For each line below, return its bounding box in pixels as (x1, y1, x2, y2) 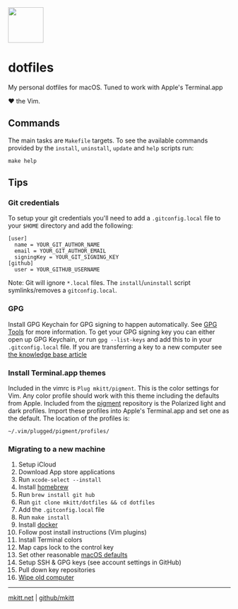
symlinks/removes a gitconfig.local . (8, 286, 117, 295)
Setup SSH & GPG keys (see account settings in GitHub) (18, 558, 182, 566)
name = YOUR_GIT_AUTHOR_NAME (14, 241, 100, 249)
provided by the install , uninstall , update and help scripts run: (8, 143, 194, 152)
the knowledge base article (8, 350, 88, 359)
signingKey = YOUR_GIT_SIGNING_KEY (14, 254, 119, 261)
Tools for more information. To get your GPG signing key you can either (8, 328, 215, 336)
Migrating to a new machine (8, 444, 105, 454)
